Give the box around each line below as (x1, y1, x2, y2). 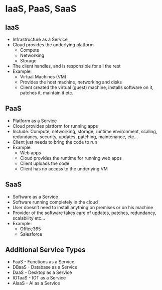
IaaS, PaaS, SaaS (5, 3, 77, 15)
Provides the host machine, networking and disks (20, 79, 122, 85)
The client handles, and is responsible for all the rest (12, 63, 121, 69)
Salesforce (20, 231, 43, 237)
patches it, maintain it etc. (20, 90, 74, 95)
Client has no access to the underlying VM (20, 165, 108, 171)
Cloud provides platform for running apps (12, 123, 98, 129)
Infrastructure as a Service (12, 36, 68, 42)
